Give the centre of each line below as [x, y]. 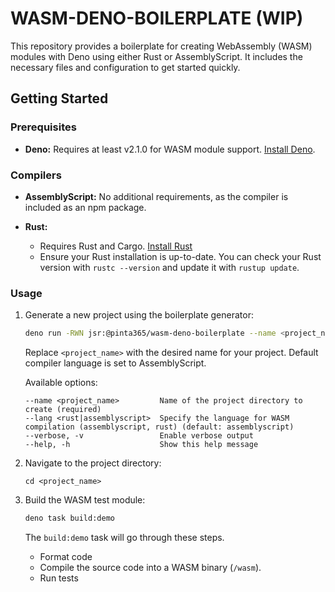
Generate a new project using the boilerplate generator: [139, 315]
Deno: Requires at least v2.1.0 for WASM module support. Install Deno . [170, 149]
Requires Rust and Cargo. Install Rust [116, 246]
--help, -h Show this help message [141, 445]
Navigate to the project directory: [93, 463]
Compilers [36, 175]
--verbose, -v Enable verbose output [139, 436]
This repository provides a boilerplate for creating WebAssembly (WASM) [161, 46]
